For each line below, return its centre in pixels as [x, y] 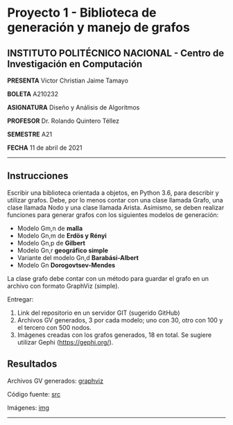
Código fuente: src [34, 394]
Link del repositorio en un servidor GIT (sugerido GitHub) [98, 313]
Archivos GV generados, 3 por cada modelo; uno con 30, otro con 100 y [120, 320]
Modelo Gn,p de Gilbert [51, 243]
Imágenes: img [28, 408]
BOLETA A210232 [33, 94]
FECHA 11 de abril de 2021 [45, 148]
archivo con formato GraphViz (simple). [63, 286]
